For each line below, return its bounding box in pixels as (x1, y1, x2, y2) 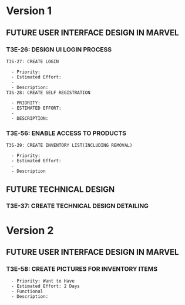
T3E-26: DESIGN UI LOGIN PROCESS (6, 45, 112, 54)
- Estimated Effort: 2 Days (11, 283, 80, 290)
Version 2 (6, 224, 54, 237)
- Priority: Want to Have (11, 278, 75, 284)
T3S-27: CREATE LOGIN (6, 58, 59, 64)
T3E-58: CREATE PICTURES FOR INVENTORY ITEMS (6, 264, 157, 273)
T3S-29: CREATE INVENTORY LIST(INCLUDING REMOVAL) (6, 143, 133, 149)
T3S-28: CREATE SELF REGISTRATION (6, 90, 91, 96)
